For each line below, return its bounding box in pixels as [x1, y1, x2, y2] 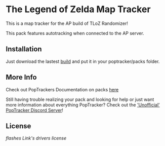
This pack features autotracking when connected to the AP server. [6, 30, 144, 36]
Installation [6, 45, 42, 54]
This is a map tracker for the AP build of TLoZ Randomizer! [6, 20, 128, 26]
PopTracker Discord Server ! [6, 107, 64, 113]
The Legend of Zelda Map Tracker [6, 4, 151, 15]
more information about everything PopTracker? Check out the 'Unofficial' [6, 101, 160, 107]
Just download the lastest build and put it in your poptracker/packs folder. [6, 58, 160, 64]
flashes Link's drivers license [6, 135, 67, 141]
